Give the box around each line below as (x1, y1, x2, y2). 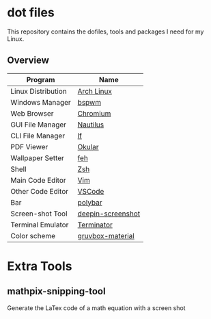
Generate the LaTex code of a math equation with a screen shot (7, 303, 186, 312)
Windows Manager (10, 97, 72, 107)
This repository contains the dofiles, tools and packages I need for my (7, 27, 204, 36)
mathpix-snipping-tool (7, 285, 106, 297)
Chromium (77, 108, 111, 118)
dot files (7, 5, 55, 21)
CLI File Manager (10, 131, 66, 140)
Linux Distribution (10, 86, 67, 96)
